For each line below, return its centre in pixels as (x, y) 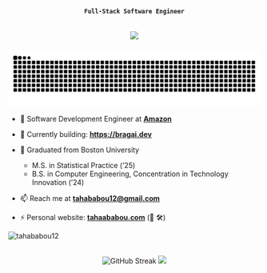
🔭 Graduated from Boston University (80, 150)
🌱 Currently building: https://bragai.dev (86, 134)
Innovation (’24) (58, 182)
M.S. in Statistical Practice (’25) (84, 165)
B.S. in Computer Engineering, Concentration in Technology (130, 174)
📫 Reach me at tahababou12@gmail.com (90, 198)
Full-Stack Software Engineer (134, 11)
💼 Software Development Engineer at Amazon (96, 118)
